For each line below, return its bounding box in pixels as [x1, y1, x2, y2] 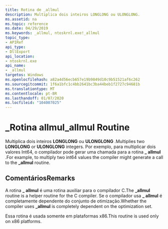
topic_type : [5, 35, 30, 40]
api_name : [5, 63, 26, 68]
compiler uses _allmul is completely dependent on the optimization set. [5, 203, 153, 209]
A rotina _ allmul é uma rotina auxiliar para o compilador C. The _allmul [5, 187, 150, 193]
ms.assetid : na [5, 16, 37, 21]
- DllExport [5, 49, 30, 54]
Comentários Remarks [5, 174, 75, 182]
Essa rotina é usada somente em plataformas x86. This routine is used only [5, 213, 159, 219]
